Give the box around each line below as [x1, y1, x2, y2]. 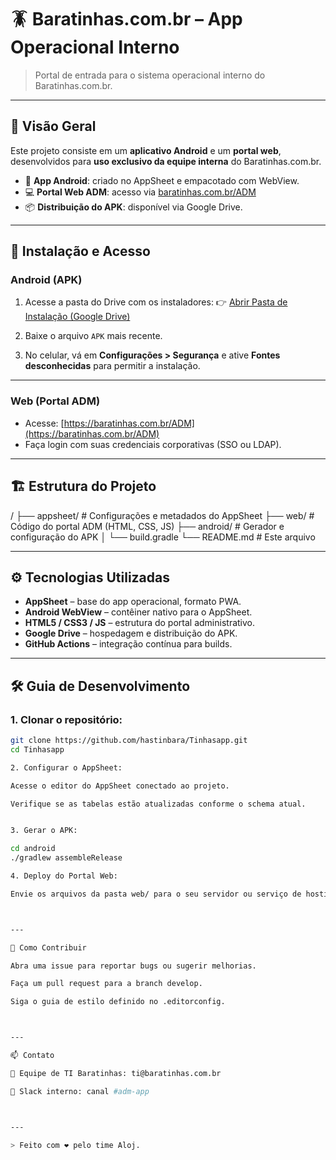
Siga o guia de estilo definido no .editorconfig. [10, 997, 226, 1007]
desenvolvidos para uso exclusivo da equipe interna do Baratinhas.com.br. [10, 155, 322, 167]
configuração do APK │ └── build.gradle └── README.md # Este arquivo [10, 531, 316, 543]
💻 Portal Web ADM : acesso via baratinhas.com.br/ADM [24, 186, 257, 198]
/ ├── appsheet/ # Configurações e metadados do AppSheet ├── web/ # [10, 509, 315, 521]
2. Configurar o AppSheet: [10, 762, 123, 773]
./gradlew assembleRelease [10, 853, 123, 863]
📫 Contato [10, 1051, 55, 1061]
